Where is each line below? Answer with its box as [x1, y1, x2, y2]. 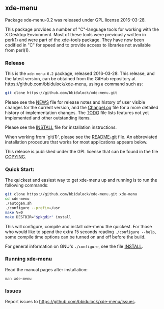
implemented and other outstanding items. [5, 115, 91, 120]
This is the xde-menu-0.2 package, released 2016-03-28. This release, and [5, 71, 155, 76]
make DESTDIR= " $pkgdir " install [5, 214, 71, 219]
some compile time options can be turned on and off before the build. [5, 234, 146, 239]
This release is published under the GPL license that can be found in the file [5, 148, 158, 154]
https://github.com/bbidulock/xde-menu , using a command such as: [5, 81, 143, 87]
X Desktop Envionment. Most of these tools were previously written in [5, 31, 146, 37]
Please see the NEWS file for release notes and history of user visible [5, 99, 146, 105]
